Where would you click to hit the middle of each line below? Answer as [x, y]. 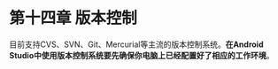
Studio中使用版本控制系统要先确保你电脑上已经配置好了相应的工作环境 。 [142, 55]
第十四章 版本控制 [73, 18]
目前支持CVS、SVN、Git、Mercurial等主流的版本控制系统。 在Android [136, 44]
